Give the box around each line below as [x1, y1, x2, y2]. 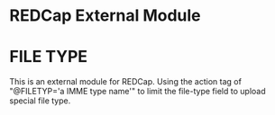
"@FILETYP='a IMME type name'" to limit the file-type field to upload [9, 86, 266, 97]
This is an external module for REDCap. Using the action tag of [9, 76, 242, 87]
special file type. [9, 95, 71, 106]
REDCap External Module [9, 5, 201, 26]
